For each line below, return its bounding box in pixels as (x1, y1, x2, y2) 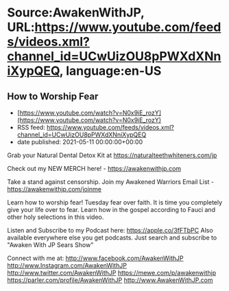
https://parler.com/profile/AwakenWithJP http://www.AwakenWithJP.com (7, 276, 213, 284)
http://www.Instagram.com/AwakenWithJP (7, 261, 127, 269)
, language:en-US (59, 63, 162, 79)
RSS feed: (16, 124, 46, 131)
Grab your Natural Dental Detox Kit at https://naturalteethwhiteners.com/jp (7, 151, 217, 159)
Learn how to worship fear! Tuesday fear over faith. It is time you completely (7, 198, 223, 207)
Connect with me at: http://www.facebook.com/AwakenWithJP (7, 254, 184, 262)
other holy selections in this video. (7, 213, 104, 221)
